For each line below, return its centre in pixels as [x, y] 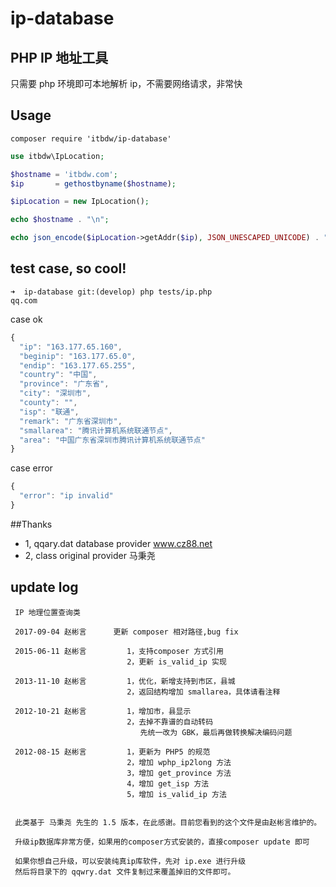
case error [31, 468]
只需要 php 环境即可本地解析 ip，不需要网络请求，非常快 [126, 83]
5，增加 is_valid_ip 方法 [176, 794]
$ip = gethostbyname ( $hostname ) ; [93, 183]
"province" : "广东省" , [64, 384]
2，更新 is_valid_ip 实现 [176, 662]
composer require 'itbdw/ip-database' [91, 138]
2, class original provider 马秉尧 [90, 555]
